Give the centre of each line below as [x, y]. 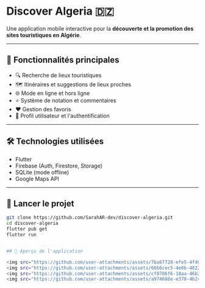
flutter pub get [27, 229]
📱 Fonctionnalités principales [63, 60]
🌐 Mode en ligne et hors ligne [52, 93]
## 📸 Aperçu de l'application [45, 251]
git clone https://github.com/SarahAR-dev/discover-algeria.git [90, 218]
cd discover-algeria [33, 223]
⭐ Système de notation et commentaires [66, 100]
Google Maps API [37, 179]
